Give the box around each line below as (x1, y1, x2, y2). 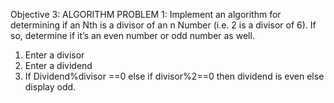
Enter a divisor (24, 49, 85, 61)
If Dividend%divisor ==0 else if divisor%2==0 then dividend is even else (24, 70, 325, 82)
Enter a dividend (24, 60, 93, 71)
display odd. (24, 81, 77, 93)
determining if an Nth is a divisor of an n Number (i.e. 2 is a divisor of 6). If (10, 19, 317, 31)
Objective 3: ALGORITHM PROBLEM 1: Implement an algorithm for (10, 9, 282, 20)
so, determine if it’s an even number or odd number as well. (10, 30, 255, 41)
